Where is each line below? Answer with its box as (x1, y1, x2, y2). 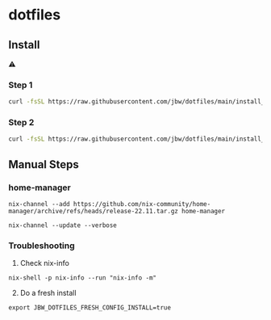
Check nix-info (19, 259, 70, 268)
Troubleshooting (8, 240, 75, 251)
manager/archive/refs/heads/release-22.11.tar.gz (8, 208, 179, 216)
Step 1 (8, 79, 33, 91)
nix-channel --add (8, 200, 70, 208)
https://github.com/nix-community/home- (73, 200, 211, 208)
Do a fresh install (19, 288, 77, 298)
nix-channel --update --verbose (8, 221, 117, 229)
